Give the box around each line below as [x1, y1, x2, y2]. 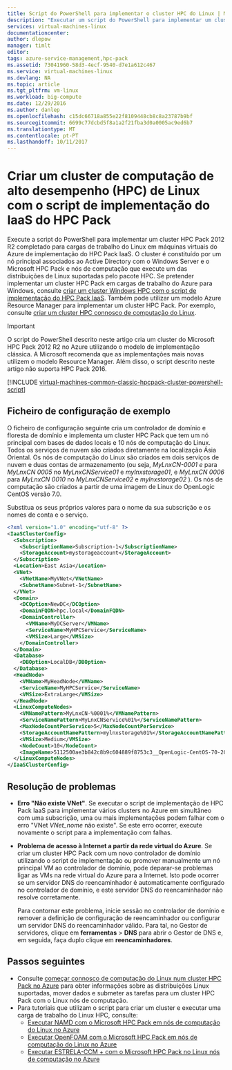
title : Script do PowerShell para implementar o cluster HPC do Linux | [7, 10, 221, 17]
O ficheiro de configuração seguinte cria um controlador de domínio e [7, 423, 206, 432]
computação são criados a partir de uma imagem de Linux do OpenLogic [7, 482, 215, 490]
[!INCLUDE [7, 378, 38, 387]
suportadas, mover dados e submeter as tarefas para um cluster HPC [17, 988, 215, 997]
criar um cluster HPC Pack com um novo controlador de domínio [17, 849, 201, 857]
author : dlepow [7, 36, 51, 43]
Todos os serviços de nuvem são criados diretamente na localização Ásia [7, 446, 216, 454]
